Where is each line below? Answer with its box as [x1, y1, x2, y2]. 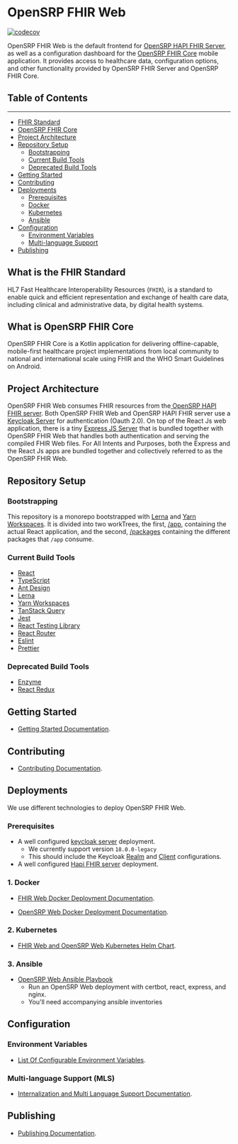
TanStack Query [17, 606, 65, 615]
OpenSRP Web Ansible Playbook [17, 975, 113, 984]
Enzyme [17, 678, 42, 687]
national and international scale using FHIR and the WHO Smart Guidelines [7, 355, 225, 363]
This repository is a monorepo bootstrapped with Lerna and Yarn [7, 512, 196, 521]
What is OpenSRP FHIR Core [7, 321, 134, 333]
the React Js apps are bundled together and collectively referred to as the [7, 447, 223, 455]
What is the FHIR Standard [7, 267, 126, 279]
